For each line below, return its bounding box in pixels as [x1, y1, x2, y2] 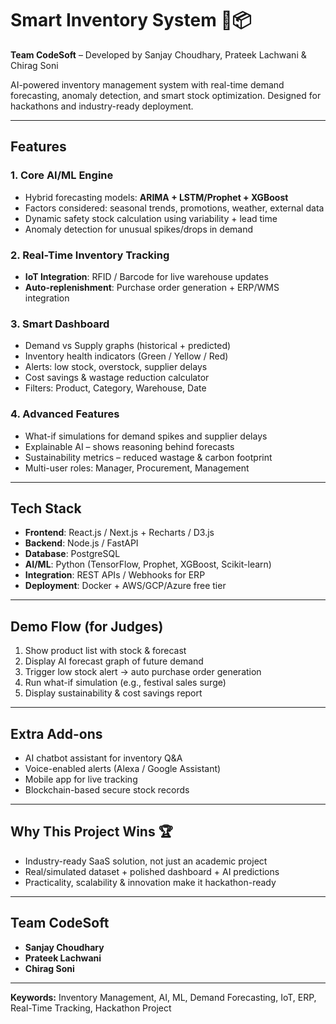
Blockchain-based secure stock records [24, 783, 190, 796]
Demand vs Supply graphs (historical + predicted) [24, 340, 232, 352]
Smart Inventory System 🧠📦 [10, 9, 252, 32]
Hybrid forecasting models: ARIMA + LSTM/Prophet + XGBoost [24, 191, 289, 203]
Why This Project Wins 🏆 [10, 823, 173, 841]
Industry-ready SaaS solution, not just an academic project [24, 855, 268, 867]
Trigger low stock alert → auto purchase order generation [24, 666, 262, 678]
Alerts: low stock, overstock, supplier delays [24, 361, 208, 373]
